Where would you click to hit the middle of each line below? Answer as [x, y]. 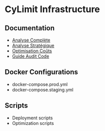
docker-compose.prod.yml [40, 84]
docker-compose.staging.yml [43, 90]
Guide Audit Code [31, 56]
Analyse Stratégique [33, 46]
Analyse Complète [31, 40]
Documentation [30, 28]
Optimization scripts [33, 123]
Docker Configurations [41, 72]
